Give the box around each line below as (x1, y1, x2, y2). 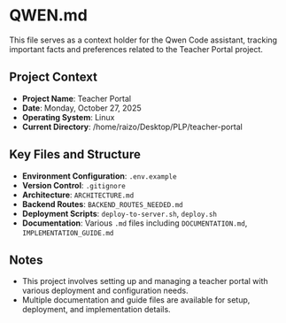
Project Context (9, 70, 97, 85)
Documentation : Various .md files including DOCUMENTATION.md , (21, 218, 248, 228)
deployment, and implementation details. (21, 304, 171, 315)
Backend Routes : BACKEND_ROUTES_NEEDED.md (21, 198, 183, 209)
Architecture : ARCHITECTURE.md (21, 189, 135, 200)
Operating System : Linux (21, 112, 115, 122)
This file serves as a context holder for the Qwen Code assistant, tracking (9, 35, 277, 45)
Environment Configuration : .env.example (21, 170, 177, 181)
